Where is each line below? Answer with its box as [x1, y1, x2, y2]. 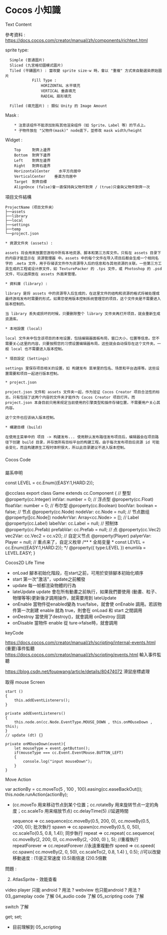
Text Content [5, 21, 32, 27]
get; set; [5, 914, 22, 920]
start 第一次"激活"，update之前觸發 [12, 576, 86, 582]
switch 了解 [5, 904, 29, 910]
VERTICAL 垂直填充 [40, 88, 76, 93]
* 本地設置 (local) [5, 326, 43, 331]
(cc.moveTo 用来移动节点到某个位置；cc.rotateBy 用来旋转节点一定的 [12, 802, 155, 808]
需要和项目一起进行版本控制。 [8, 371, 61, 376]
